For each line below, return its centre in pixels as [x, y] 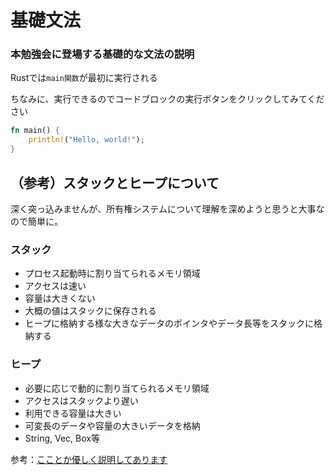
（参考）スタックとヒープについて [115, 182]
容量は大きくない [60, 298]
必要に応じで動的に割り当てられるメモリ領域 [117, 388]
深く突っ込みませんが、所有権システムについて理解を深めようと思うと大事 [163, 208]
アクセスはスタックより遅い [81, 400]
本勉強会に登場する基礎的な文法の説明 [102, 54]
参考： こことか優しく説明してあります [89, 459]
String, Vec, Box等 [62, 438]
